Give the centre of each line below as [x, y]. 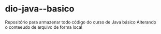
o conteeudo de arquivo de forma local [44, 27]
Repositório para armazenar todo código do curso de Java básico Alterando [80, 22]
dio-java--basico [40, 9]
